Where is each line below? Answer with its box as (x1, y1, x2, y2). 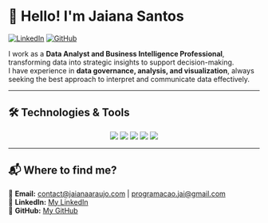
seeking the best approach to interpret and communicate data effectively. (8, 74, 250, 84)
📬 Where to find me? (8, 163, 117, 178)
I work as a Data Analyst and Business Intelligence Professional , (8, 49, 225, 58)
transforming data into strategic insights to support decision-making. (8, 57, 235, 67)
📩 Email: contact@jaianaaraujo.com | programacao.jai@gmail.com (8, 189, 226, 198)
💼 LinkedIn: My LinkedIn (8, 197, 89, 206)
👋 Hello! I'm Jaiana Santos (8, 7, 185, 25)
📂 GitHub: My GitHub (8, 205, 78, 215)
